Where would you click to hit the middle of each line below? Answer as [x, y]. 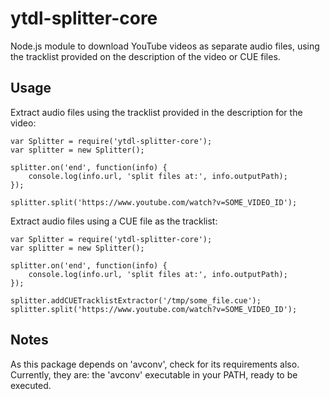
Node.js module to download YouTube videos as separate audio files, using [165, 46]
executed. [31, 385]
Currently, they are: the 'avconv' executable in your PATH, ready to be [154, 374]
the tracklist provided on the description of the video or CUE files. [145, 56]
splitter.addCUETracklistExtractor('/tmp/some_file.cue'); [136, 300]
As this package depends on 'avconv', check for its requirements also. [155, 364]
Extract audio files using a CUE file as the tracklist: [114, 221]
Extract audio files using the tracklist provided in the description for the [156, 112]
